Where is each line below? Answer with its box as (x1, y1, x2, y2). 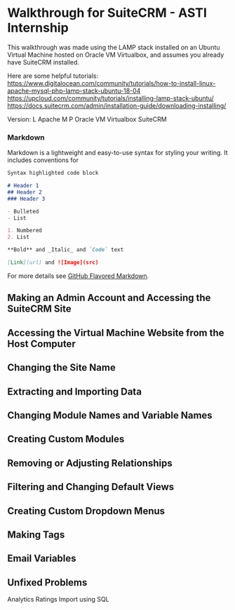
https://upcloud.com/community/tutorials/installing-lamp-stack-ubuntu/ (7, 93, 214, 102)
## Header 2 (7, 188, 42, 196)
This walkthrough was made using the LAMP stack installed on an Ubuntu (7, 43, 220, 51)
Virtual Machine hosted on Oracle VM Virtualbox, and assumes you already (7, 51, 224, 59)
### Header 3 (7, 195, 46, 202)
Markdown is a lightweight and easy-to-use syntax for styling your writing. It (7, 149, 228, 157)
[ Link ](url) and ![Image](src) (7, 259, 99, 266)
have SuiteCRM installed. (7, 58, 79, 66)
